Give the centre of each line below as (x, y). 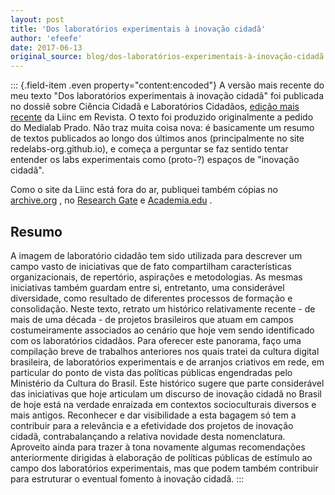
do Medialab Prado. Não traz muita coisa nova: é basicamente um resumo (162, 128)
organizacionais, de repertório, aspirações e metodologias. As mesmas (156, 277)
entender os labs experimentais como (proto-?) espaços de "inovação (155, 160)
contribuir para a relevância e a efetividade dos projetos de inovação (152, 425)
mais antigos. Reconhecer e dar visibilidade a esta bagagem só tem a (153, 415)
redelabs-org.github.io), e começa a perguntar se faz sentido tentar (149, 149)
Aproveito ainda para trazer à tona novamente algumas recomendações (158, 447)
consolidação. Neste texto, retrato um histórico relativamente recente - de (163, 308)
